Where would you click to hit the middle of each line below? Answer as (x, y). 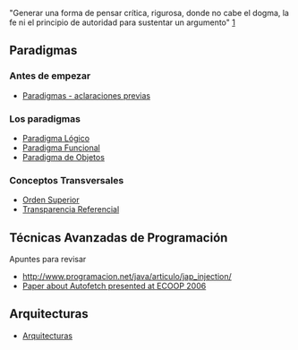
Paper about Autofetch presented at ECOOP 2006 (114, 286)
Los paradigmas (45, 118)
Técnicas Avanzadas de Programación (119, 238)
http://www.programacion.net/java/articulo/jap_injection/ (127, 277)
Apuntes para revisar (48, 260)
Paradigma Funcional (61, 148)
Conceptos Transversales (67, 180)
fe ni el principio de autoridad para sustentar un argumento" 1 (122, 22)
